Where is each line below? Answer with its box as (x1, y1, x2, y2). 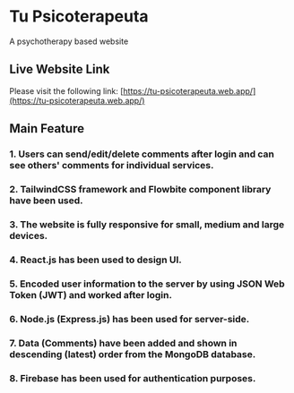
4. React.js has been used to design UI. (9, 253, 182, 266)
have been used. (9, 194, 83, 207)
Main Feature (9, 121, 85, 136)
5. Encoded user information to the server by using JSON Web (9, 278, 285, 290)
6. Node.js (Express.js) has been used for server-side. (9, 312, 250, 325)
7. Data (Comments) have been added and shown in (9, 337, 238, 349)
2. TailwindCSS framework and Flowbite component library (9, 183, 272, 195)
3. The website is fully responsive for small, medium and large (9, 218, 285, 230)
